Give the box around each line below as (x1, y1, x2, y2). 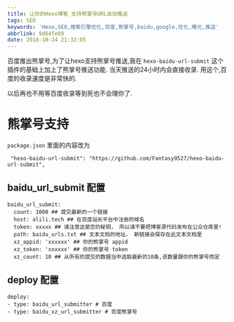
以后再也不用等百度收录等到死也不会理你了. (7, 89, 133, 98)
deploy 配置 (7, 274, 59, 286)
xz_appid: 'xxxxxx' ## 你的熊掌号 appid (13, 238, 129, 245)
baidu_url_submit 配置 (7, 182, 105, 194)
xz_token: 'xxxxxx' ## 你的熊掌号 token (13, 245, 129, 253)
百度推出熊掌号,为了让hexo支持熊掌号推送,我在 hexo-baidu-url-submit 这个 (7, 57, 224, 65)
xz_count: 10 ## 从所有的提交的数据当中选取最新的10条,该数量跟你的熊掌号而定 (13, 253, 220, 260)
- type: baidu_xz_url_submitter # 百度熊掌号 (7, 308, 138, 315)
